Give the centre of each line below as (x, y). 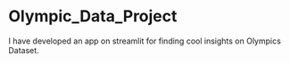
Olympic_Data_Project (93, 16)
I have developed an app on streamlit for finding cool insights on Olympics (145, 41)
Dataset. (24, 50)
